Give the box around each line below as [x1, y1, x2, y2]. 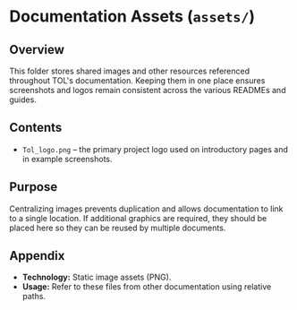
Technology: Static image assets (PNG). [21, 271, 172, 283]
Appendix [9, 248, 65, 263]
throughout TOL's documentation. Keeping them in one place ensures [9, 75, 266, 86]
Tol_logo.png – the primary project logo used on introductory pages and [21, 143, 289, 154]
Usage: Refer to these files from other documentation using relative [21, 281, 272, 292]
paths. [21, 291, 47, 302]
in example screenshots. [21, 153, 114, 164]
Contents [9, 120, 63, 135]
